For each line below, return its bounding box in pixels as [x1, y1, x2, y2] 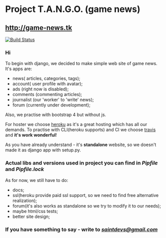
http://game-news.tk [5, 23, 72, 32]
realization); [12, 197, 37, 203]
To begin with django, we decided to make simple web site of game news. [5, 60, 157, 66]
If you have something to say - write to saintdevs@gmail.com [5, 226, 158, 233]
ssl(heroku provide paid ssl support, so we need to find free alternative [12, 192, 159, 198]
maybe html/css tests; [12, 208, 58, 214]
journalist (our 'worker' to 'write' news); [12, 96, 94, 103]
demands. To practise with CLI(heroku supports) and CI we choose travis [5, 126, 156, 133]
